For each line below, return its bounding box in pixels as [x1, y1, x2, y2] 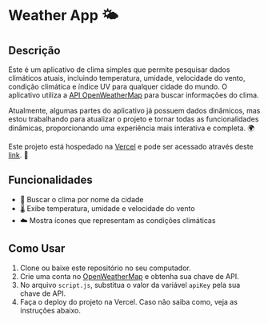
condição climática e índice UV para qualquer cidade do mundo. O [8, 82, 228, 91]
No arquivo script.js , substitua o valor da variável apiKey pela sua [19, 280, 241, 289]
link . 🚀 [8, 150, 29, 160]
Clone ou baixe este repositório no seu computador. [19, 263, 191, 273]
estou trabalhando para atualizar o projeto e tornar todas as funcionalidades [8, 114, 259, 124]
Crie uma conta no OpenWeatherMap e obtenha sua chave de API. [19, 271, 239, 281]
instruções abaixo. [19, 305, 82, 315]
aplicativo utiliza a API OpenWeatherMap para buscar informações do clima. [8, 90, 259, 100]
